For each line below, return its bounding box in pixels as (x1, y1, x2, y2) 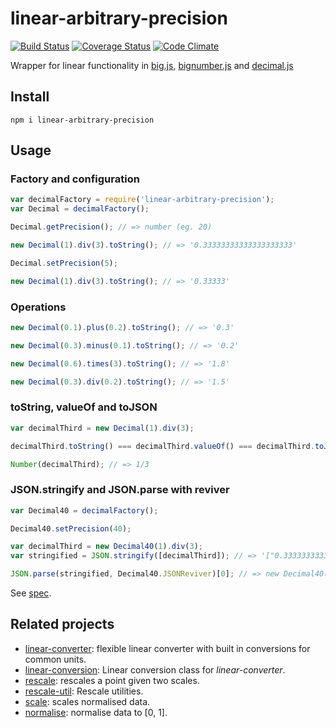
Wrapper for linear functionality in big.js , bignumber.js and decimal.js (10, 59, 294, 71)
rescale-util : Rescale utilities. (24, 685, 144, 697)
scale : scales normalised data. (24, 695, 151, 707)
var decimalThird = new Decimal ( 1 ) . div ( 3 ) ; (10, 423, 195, 433)
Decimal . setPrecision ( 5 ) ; (10, 258, 118, 268)
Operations (10, 300, 67, 314)
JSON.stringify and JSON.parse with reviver (10, 483, 230, 497)
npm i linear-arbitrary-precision (10, 115, 155, 125)
